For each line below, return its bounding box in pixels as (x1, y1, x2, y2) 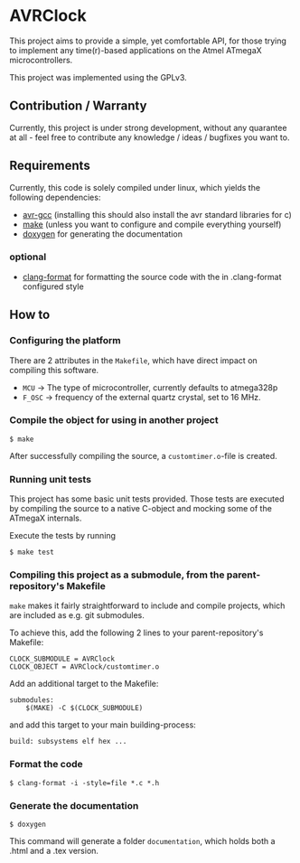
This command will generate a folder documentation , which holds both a (9, 836, 276, 847)
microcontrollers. (9, 54, 73, 65)
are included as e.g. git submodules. (9, 610, 145, 621)
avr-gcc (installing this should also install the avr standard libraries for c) (22, 209, 292, 220)
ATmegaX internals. (9, 512, 82, 524)
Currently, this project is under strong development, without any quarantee (9, 122, 287, 133)
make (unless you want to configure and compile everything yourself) (22, 219, 282, 230)
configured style (22, 281, 84, 292)
